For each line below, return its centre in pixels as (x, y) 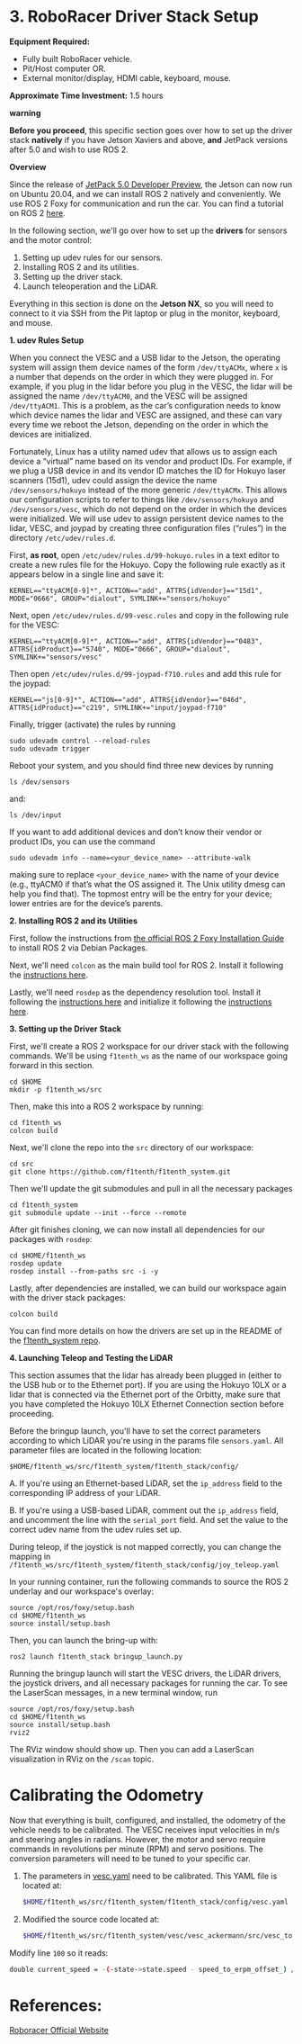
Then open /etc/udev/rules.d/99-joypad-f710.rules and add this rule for (145, 673)
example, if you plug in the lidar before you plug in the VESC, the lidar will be (151, 386)
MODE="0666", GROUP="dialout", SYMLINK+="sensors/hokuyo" (120, 599)
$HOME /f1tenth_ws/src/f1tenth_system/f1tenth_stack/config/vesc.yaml (155, 1902)
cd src (22, 1164)
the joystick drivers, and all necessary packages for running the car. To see (148, 1683)
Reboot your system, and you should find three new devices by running (142, 765)
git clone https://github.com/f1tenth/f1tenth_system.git (120, 1172)
